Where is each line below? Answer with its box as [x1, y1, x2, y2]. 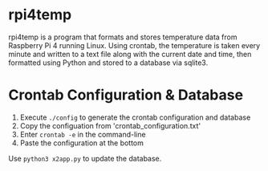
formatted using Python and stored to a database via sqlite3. [8, 58, 209, 67]
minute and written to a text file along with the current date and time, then [8, 49, 252, 59]
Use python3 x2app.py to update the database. [8, 153, 162, 163]
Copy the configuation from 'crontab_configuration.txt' [19, 120, 201, 130]
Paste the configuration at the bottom [19, 138, 144, 148]
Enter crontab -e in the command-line [19, 129, 146, 139]
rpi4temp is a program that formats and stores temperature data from [8, 32, 238, 42]
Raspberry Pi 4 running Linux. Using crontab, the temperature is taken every [8, 40, 261, 50]
